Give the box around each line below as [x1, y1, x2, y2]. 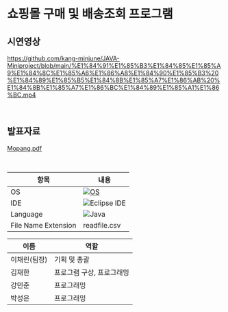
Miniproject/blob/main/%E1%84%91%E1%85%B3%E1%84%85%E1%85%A [7, 62, 221, 69]
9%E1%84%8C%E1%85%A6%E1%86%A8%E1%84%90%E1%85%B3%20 [7, 69, 219, 77]
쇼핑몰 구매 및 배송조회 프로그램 [7, 6, 173, 22]
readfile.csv [83, 220, 121, 230]
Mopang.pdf [7, 144, 42, 152]
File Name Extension [10, 220, 77, 230]
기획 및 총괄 [54, 254, 90, 264]
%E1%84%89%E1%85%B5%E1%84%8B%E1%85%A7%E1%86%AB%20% [7, 76, 220, 84]
